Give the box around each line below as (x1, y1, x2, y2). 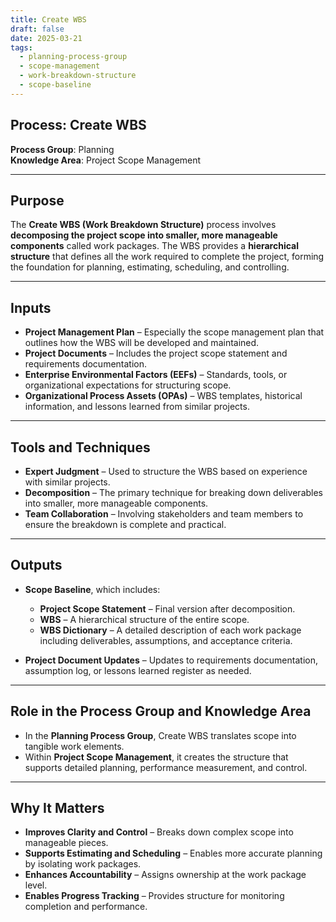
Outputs (10, 557, 63, 574)
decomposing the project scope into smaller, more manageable (10, 229, 278, 241)
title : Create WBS (10, 14, 87, 25)
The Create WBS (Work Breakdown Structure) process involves (10, 219, 277, 231)
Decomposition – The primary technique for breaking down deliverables (24, 487, 324, 498)
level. (24, 879, 48, 891)
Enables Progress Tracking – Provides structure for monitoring (24, 890, 285, 902)
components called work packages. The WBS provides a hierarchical (10, 240, 300, 252)
